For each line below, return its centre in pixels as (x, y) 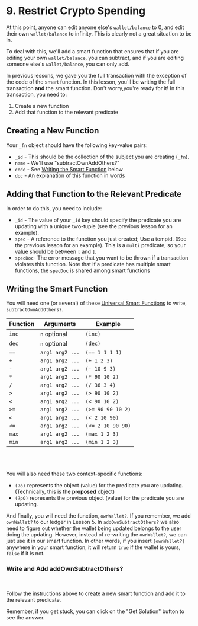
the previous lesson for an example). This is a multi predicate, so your (100, 245)
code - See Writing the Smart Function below (69, 169)
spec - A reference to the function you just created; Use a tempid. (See (100, 239)
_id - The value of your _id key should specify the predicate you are (98, 220)
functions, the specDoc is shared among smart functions (82, 270)
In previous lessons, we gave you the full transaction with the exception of (97, 75)
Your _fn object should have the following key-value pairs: (77, 145)
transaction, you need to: (37, 94)
